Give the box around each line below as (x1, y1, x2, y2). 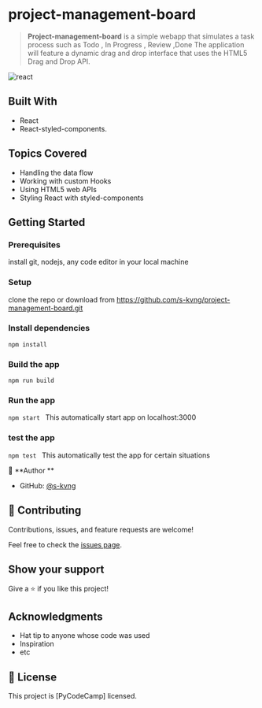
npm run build (8, 376, 55, 385)
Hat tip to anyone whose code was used (19, 631, 150, 640)
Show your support (8, 562, 105, 576)
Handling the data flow (19, 168, 94, 177)
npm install (8, 340, 47, 348)
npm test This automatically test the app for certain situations (8, 450, 211, 460)
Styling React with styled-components (19, 193, 144, 202)
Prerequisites (8, 239, 61, 250)
